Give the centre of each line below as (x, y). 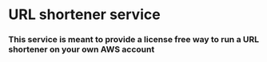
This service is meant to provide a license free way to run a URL (134, 40)
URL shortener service (85, 15)
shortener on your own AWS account (82, 49)
